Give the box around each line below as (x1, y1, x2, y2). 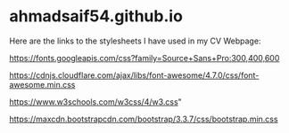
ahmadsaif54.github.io (9, 6, 183, 27)
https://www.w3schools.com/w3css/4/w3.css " (9, 96, 183, 107)
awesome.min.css (9, 79, 76, 90)
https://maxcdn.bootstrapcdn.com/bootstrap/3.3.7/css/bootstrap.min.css (9, 113, 278, 124)
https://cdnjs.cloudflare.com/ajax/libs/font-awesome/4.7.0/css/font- (9, 69, 260, 81)
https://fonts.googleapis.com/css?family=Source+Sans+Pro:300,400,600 (9, 52, 280, 63)
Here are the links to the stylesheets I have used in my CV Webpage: (9, 35, 261, 46)
